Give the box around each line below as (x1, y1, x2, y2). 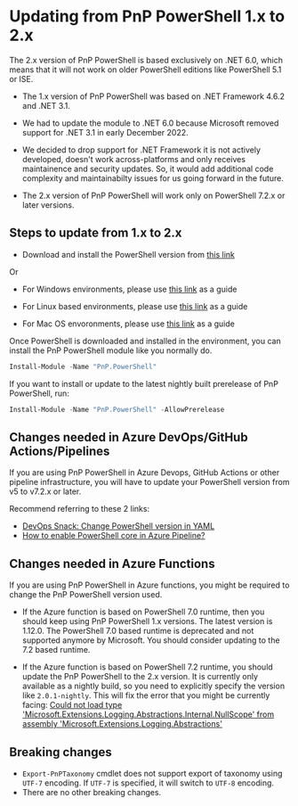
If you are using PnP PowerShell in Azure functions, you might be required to (9, 580, 290, 590)
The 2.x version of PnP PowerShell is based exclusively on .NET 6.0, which (9, 54, 283, 65)
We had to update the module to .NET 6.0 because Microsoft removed (21, 118, 279, 128)
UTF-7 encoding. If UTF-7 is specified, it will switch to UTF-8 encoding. (21, 777, 274, 788)
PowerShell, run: (9, 388, 69, 399)
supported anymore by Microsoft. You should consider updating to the (21, 635, 280, 646)
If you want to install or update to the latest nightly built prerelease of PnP (9, 378, 278, 389)
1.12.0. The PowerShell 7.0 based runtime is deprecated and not (21, 626, 254, 637)
